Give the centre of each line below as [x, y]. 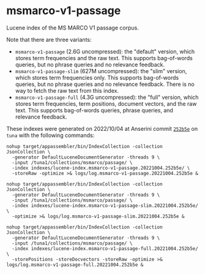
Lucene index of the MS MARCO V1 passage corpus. [73, 28]
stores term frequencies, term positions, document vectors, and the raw [106, 104]
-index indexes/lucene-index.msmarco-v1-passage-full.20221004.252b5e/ [105, 249]
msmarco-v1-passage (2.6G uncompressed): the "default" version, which [105, 51]
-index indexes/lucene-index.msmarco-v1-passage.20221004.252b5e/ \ [101, 168]
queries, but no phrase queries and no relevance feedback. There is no [105, 84]
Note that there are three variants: [49, 39]
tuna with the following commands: [50, 135]
